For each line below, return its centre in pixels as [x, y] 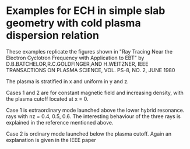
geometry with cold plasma [73, 23]
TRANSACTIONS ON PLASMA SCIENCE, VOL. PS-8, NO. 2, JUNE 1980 [91, 70]
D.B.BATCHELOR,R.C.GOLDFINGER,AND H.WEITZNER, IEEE [77, 64]
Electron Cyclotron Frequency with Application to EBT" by [75, 58]
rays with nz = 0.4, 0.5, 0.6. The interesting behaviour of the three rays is [93, 116]
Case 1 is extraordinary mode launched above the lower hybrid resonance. [95, 110]
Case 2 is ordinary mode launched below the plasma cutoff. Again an [89, 134]
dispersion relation [52, 36]
